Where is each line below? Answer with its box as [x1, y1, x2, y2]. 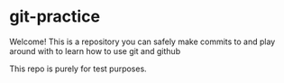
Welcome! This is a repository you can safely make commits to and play [9, 36, 276, 47]
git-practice [9, 6, 101, 27]
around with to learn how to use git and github [9, 45, 181, 56]
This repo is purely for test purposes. [9, 63, 147, 74]
